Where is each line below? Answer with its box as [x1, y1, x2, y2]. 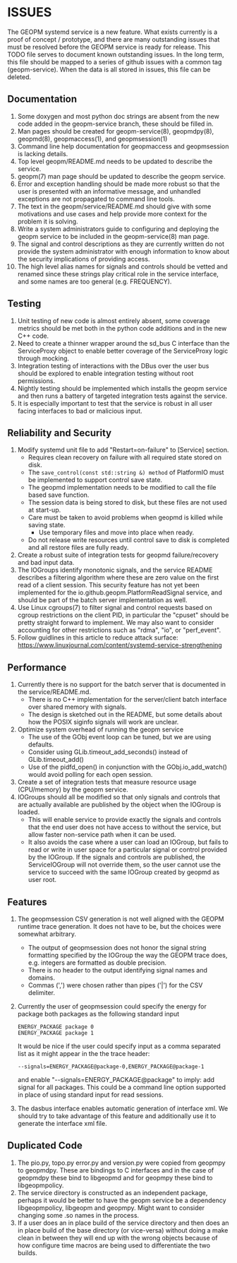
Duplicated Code [7, 1139, 83, 1152]
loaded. [17, 808, 40, 816]
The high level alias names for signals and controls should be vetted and [17, 262, 228, 271]
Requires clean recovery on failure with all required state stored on [28, 453, 222, 462]
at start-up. [28, 506, 61, 515]
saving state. [28, 521, 66, 529]
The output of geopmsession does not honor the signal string [28, 944, 207, 951]
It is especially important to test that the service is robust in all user [17, 399, 213, 407]
